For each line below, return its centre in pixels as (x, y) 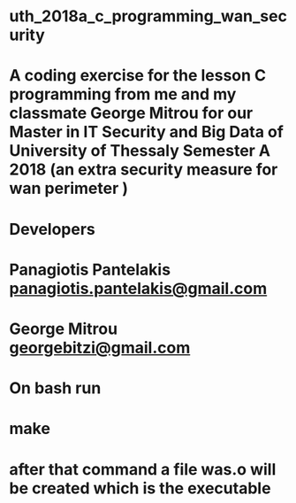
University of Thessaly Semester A (140, 151)
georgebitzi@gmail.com (100, 348)
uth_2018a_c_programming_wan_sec (148, 16)
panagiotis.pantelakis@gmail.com (138, 288)
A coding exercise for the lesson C (138, 76)
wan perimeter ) (68, 189)
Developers (52, 229)
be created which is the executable (140, 488)
